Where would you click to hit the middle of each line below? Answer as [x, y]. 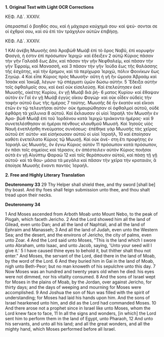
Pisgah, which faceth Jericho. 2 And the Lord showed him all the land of [78, 219]
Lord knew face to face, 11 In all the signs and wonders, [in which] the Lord [81, 313]
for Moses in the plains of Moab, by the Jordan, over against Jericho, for [78, 282]
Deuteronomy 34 [23, 204]
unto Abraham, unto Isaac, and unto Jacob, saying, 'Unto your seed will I [79, 245]
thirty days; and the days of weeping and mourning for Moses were [73, 287]
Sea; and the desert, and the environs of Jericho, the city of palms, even [78, 235]
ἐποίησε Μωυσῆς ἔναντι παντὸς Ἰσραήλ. [47, 165]
